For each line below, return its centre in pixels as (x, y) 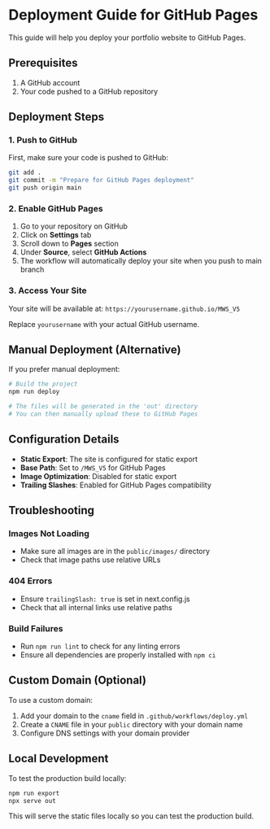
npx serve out (33, 801)
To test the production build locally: (67, 778)
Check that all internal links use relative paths (96, 607)
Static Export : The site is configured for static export (109, 459)
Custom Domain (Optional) (77, 681)
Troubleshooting (52, 510)
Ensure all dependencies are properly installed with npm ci (118, 655)
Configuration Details (64, 440)
